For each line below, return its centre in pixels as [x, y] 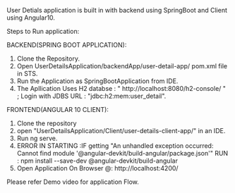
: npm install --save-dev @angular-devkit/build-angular [97, 161]
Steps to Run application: [43, 31]
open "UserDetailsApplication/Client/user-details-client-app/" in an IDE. [121, 131]
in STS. [27, 74]
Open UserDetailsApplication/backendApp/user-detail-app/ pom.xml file [122, 66]
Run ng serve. [37, 138]
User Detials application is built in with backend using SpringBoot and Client [117, 10]
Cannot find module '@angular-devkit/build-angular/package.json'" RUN [122, 153]
